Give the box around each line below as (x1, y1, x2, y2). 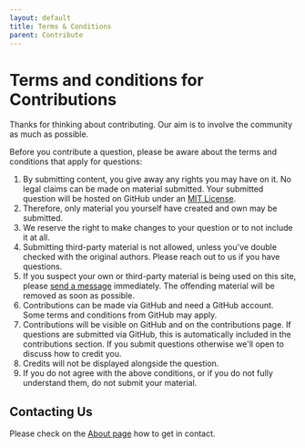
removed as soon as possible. (22, 290, 135, 301)
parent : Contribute (9, 30, 84, 39)
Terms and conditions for (9, 69, 204, 90)
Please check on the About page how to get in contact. (9, 428, 216, 439)
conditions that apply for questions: (9, 156, 143, 167)
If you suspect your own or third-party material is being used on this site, (22, 271, 297, 282)
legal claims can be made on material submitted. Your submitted (22, 183, 264, 194)
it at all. (22, 232, 50, 243)
